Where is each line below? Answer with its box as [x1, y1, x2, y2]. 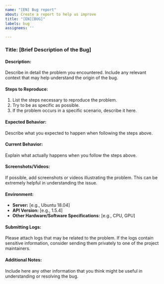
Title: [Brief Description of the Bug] [5, 47, 92, 53]
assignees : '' [5, 26, 35, 31]
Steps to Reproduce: [5, 86, 49, 92]
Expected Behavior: [5, 119, 47, 125]
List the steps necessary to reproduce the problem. [12, 97, 117, 103]
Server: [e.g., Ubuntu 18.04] [12, 202, 70, 208]
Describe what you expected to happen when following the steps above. [5, 130, 153, 136]
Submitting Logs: [5, 224, 41, 230]
